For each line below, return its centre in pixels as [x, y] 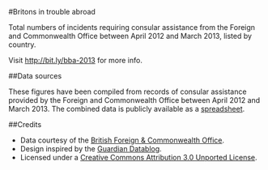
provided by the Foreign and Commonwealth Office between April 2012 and [134, 100]
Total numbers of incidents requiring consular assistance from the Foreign [132, 27]
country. [22, 45]
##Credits [25, 124]
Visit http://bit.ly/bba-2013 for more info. [76, 60]
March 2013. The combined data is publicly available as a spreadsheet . [127, 109]
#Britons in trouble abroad [52, 12]
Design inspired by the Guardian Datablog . [91, 149]
